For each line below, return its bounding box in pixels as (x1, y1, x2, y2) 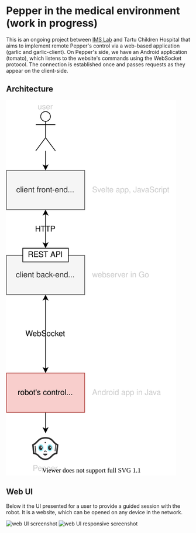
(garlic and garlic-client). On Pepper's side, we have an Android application (6, 48, 188, 55)
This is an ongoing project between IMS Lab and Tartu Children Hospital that (6, 36, 190, 43)
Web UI (6, 487, 33, 497)
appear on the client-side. (6, 67, 68, 74)
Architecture (6, 84, 54, 94)
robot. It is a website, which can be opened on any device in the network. (6, 508, 183, 515)
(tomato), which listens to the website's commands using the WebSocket (6, 55, 181, 62)
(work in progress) (6, 16, 98, 30)
